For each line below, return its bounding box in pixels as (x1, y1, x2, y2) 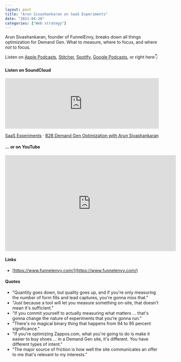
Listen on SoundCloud (5, 67, 51, 73)
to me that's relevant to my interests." (12, 352, 88, 358)
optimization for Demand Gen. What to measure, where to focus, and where (5, 39, 157, 45)
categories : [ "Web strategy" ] (5, 20, 67, 26)
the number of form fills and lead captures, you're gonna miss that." (12, 295, 149, 301)
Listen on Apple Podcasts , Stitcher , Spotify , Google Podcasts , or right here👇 (5, 54, 158, 60)
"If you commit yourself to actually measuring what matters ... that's (12, 310, 149, 316)
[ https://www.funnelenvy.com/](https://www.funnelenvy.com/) (12, 267, 138, 273)
